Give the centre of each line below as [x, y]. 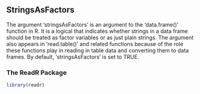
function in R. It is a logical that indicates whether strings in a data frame [97, 31]
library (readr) [26, 85]
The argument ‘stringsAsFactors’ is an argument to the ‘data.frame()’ [92, 24]
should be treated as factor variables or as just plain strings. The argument [100, 37]
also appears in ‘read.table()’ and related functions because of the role [95, 44]
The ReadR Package [37, 72]
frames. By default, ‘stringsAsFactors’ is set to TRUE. [73, 56]
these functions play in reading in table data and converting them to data [98, 50]
